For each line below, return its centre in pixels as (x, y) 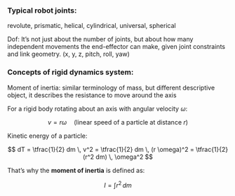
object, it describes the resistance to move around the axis (92, 95)
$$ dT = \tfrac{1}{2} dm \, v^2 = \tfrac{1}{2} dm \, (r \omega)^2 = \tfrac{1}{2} (118, 149)
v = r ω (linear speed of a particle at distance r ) (118, 122)
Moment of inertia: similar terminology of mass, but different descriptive (111, 87)
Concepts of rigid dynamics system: (70, 72)
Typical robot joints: (42, 10)
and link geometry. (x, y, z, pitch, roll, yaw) (68, 54)
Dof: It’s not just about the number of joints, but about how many (100, 39)
